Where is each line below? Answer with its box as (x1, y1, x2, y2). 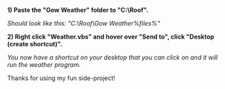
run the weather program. (7, 61, 81, 68)
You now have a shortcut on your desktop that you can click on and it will (7, 53, 218, 61)
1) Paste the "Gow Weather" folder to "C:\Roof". (7, 6, 149, 14)
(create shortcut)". (7, 40, 62, 48)
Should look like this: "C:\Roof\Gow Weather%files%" (7, 19, 161, 27)
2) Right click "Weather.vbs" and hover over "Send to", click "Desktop (7, 32, 215, 41)
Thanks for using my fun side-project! (7, 74, 116, 82)
